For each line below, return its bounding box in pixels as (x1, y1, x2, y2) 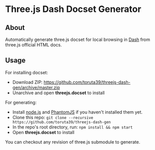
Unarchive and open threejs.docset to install (12, 90, 105, 96)
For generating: (5, 99, 37, 105)
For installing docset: (5, 69, 48, 75)
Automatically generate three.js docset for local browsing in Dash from (5, 36, 151, 42)
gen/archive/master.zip (12, 84, 60, 90)
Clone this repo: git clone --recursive (12, 114, 94, 120)
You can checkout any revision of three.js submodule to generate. (5, 139, 141, 145)
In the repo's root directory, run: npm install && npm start (12, 124, 133, 130)
